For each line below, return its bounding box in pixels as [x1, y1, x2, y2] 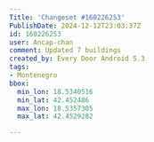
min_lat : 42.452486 [17, 95, 90, 105]
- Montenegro [9, 71, 58, 80]
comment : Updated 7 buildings [9, 46, 122, 55]
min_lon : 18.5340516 [17, 87, 93, 96]
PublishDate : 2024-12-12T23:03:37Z [9, 21, 142, 30]
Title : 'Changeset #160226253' [9, 12, 126, 22]
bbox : [9, 79, 29, 88]
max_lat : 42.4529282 [17, 112, 93, 121]
